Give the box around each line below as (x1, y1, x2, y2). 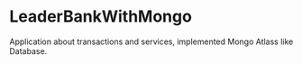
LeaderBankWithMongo (9, 6, 192, 27)
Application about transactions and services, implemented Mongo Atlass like (9, 36, 294, 47)
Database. (9, 45, 48, 56)
